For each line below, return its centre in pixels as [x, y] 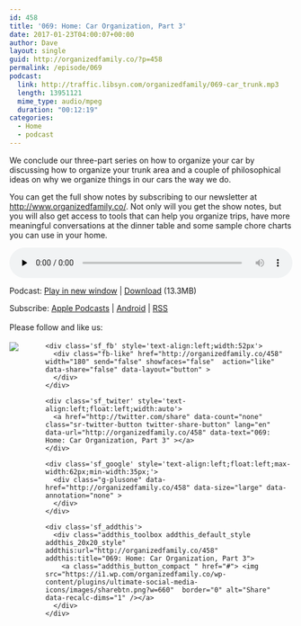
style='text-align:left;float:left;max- [214, 464]
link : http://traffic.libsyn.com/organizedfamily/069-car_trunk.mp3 [148, 85]
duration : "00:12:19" [58, 110]
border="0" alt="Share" [226, 590]
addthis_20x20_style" [86, 542]
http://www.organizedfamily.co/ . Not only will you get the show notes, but [146, 206]
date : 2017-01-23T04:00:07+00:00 [72, 34]
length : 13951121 [50, 93]
